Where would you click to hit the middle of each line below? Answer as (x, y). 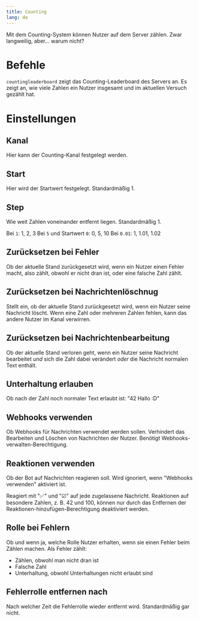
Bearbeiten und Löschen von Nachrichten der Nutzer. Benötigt (83, 438)
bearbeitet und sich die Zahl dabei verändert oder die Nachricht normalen (97, 359)
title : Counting (26, 12)
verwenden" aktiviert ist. (37, 484)
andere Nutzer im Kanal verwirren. (49, 319)
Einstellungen (41, 118)
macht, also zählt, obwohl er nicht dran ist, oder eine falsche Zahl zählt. (94, 273)
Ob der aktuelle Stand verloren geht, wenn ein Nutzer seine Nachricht (92, 352)
